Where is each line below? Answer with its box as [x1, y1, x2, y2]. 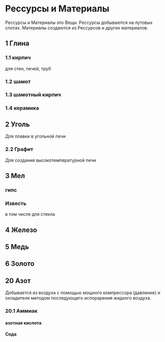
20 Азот [5, 276, 31, 285]
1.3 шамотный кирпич [5, 91, 61, 98]
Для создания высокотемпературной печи [5, 157, 96, 163]
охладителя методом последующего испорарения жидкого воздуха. [5, 295, 152, 301]
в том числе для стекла [5, 211, 56, 217]
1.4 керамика [5, 105, 39, 112]
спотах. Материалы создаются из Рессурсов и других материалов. [5, 24, 149, 30]
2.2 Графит [5, 146, 33, 153]
